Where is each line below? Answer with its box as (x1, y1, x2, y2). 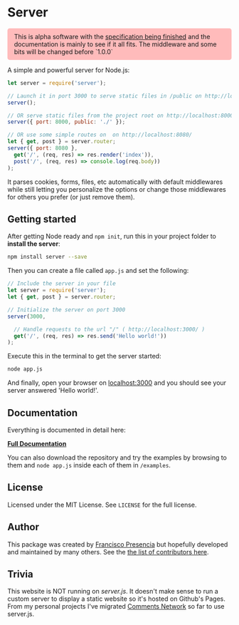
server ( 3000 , (7, 313, 46, 320)
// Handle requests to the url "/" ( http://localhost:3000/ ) (14, 326, 205, 333)
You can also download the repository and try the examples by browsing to (7, 453, 228, 462)
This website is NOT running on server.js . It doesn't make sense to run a (7, 587, 218, 596)
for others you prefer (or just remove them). (7, 192, 135, 201)
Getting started (7, 213, 77, 225)
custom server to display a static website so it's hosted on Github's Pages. (7, 594, 225, 603)
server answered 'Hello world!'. (7, 386, 99, 395)
